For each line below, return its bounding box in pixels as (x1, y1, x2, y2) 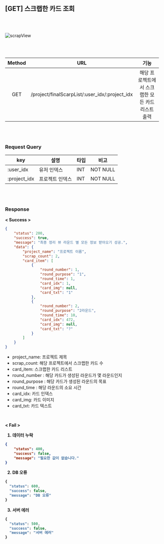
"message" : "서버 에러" (9, 530, 54, 535)
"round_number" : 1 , (40, 267, 80, 272)
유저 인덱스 (39, 167, 63, 174)
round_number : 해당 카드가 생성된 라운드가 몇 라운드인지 (12, 372, 123, 378)
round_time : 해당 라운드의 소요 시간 (12, 385, 82, 391)
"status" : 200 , (14, 231, 45, 236)
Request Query (5, 143, 41, 150)
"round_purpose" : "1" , (40, 272, 86, 277)
